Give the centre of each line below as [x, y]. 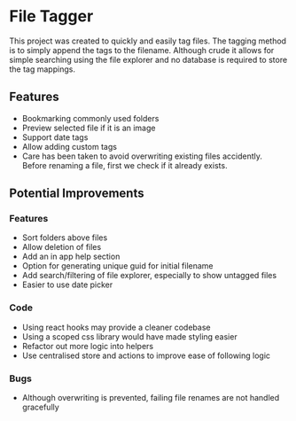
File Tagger [51, 16]
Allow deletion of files [62, 247]
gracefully [40, 407]
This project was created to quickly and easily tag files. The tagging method [148, 41]
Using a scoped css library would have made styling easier [129, 336]
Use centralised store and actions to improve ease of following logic [146, 355]
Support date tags [55, 137]
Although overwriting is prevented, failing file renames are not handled [151, 398]
